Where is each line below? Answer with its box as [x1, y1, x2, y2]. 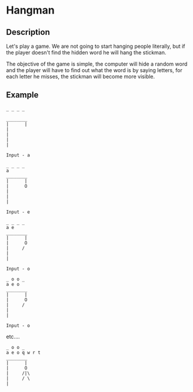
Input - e [6, 209, 31, 215]
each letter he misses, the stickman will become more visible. [6, 73, 155, 80]
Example [6, 90, 39, 100]
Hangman [6, 4, 55, 17]
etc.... [6, 333, 20, 340]
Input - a [6, 152, 31, 158]
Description [6, 27, 50, 37]
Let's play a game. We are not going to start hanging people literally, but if [6, 43, 185, 50]
